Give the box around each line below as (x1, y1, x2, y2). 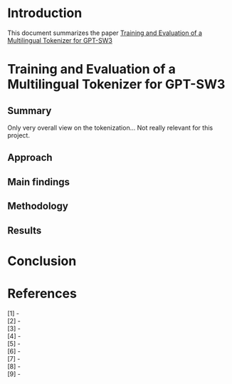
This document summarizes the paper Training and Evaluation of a (7, 28, 203, 37)
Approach (7, 152, 53, 164)
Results (7, 224, 42, 237)
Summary (7, 105, 52, 117)
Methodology (7, 200, 69, 212)
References (7, 285, 77, 301)
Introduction (7, 5, 83, 21)
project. (7, 130, 31, 140)
